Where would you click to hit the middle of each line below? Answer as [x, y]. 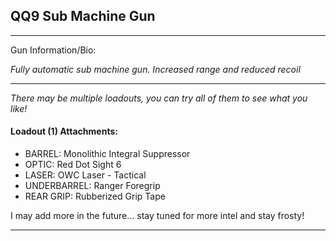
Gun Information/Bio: [53, 50]
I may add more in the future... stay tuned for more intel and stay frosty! [157, 216]
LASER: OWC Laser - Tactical [85, 175]
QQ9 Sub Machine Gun [83, 16]
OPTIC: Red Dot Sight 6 [73, 165]
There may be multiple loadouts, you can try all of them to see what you [159, 98]
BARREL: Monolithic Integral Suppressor [107, 154]
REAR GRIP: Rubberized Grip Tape [95, 196]
